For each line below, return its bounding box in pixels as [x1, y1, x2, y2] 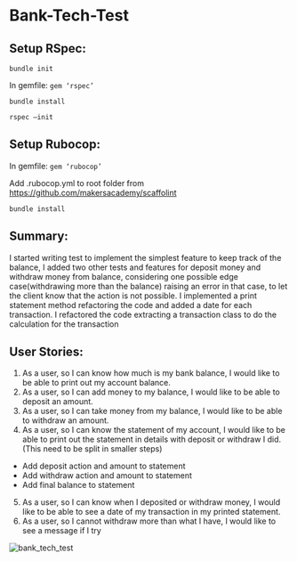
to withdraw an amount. [21, 415, 109, 426]
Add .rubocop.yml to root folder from [9, 177, 145, 188]
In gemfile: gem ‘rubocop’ [9, 160, 102, 171]
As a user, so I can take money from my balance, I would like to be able [21, 406, 283, 417]
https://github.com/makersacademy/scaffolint [9, 187, 177, 198]
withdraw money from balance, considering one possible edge [9, 271, 238, 281]
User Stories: [9, 345, 84, 360]
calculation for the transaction [9, 318, 119, 329]
